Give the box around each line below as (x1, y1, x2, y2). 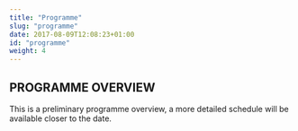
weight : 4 (9, 47, 47, 56)
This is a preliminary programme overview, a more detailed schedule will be (9, 103, 290, 114)
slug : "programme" (9, 22, 78, 31)
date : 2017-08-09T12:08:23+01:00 (9, 30, 135, 39)
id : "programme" (9, 38, 70, 48)
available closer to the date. (9, 113, 113, 124)
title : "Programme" (9, 13, 83, 22)
